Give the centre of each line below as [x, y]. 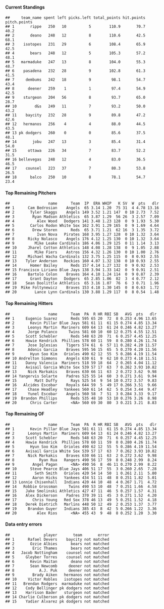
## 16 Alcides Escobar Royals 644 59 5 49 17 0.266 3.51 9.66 [81, 385]
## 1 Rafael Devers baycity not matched [57, 540]
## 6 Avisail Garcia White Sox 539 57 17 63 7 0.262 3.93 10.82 [81, 451]
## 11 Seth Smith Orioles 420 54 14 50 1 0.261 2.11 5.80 [81, 473]
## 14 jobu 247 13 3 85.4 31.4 [75, 142]
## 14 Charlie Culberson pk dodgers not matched [57, 597]
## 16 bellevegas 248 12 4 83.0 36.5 [75, 159]
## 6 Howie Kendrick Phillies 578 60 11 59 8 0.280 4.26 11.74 [81, 341]
